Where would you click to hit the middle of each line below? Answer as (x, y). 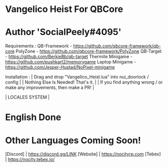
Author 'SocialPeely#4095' (63, 32)
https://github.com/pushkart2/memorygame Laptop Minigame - (71, 62)
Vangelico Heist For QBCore (64, 9)
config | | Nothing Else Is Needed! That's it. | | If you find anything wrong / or (84, 82)
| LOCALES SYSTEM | (27, 97)
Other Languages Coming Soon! (73, 140)
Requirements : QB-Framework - (39, 46)
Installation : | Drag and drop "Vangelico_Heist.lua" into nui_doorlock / (77, 77)
